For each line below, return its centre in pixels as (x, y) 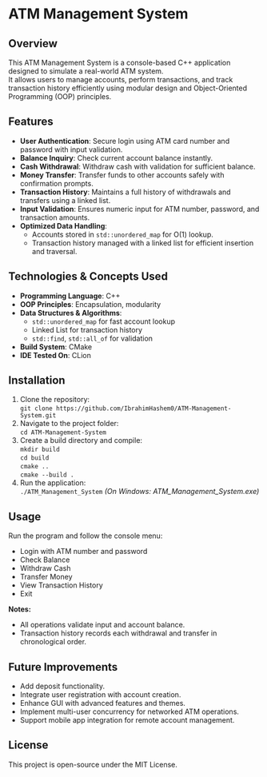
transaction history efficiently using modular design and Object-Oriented (128, 88)
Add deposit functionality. (62, 686)
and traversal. (54, 251)
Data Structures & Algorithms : (71, 313)
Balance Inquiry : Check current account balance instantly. (116, 157)
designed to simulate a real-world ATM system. (86, 71)
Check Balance (45, 560)
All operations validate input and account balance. (102, 625)
